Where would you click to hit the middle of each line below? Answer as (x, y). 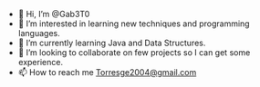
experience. (41, 62)
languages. (39, 33)
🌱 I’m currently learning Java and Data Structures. (112, 43)
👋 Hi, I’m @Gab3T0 (54, 14)
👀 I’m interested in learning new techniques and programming (134, 24)
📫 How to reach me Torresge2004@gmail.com (107, 72)
